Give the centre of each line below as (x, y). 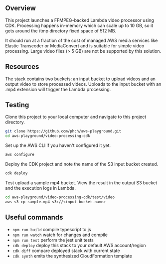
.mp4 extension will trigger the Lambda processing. (58, 89)
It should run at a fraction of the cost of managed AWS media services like (82, 40)
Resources (22, 67)
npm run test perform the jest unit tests (53, 240)
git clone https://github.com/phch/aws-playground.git (63, 132)
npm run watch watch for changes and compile (60, 235)
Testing (17, 105)
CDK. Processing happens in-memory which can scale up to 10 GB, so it (79, 25)
